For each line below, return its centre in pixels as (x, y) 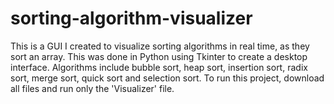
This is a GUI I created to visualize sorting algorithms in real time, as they (160, 46)
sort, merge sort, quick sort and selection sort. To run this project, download (167, 78)
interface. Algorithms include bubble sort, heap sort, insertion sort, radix (159, 67)
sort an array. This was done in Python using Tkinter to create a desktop (159, 56)
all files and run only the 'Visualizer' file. (92, 88)
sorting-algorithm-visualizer (131, 18)
